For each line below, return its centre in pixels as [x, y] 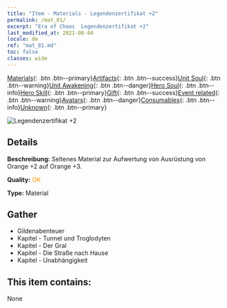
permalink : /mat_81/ [37, 20]
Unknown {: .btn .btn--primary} [64, 107]
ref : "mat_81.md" [32, 45]
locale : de [23, 39]
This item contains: [49, 282]
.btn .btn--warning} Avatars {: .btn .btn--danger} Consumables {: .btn [102, 100]
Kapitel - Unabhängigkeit [52, 260]
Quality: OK [24, 179]
